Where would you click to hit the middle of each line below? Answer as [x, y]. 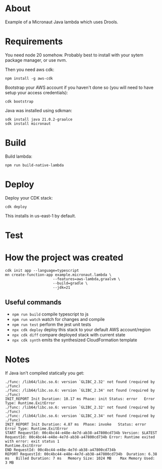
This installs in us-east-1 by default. [40, 216]
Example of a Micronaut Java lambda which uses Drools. [62, 22]
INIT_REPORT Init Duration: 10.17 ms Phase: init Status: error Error [80, 399]
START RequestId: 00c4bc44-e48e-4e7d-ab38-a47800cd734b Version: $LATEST [81, 433]
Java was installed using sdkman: [39, 110]
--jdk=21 [61, 287]
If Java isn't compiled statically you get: [45, 373]
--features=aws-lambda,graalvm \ [86, 279]
